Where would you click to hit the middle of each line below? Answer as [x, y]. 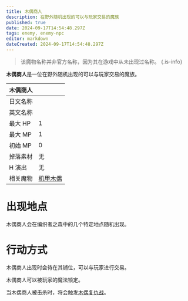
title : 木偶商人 [24, 11]
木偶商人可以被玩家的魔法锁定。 [45, 280]
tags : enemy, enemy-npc [35, 33]
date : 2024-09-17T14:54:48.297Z [46, 28]
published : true [26, 22]
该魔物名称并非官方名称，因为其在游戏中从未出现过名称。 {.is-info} [101, 62]
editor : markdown [27, 39]
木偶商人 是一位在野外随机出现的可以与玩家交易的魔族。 [73, 74]
